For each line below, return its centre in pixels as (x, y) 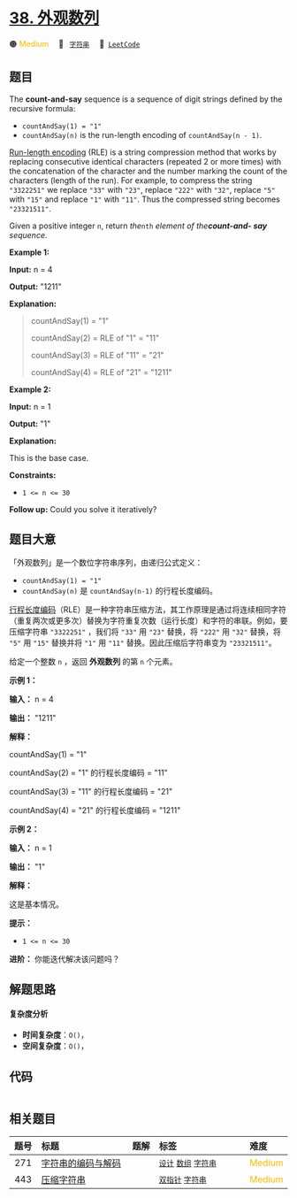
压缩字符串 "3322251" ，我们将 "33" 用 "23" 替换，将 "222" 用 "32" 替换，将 (145, 631)
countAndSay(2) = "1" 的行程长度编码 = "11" (88, 772)
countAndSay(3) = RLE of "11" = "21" (97, 355)
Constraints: (33, 475)
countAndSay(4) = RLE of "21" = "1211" (101, 372)
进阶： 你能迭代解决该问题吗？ (65, 959)
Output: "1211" (35, 286)
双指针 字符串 (183, 1179)
